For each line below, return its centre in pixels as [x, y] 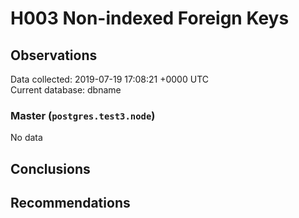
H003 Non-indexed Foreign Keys [150, 18]
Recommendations [70, 203]
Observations [54, 55]
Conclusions [50, 168]
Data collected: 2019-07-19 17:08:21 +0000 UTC [109, 79]
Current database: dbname [66, 90]
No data [26, 138]
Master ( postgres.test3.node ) [83, 115]
